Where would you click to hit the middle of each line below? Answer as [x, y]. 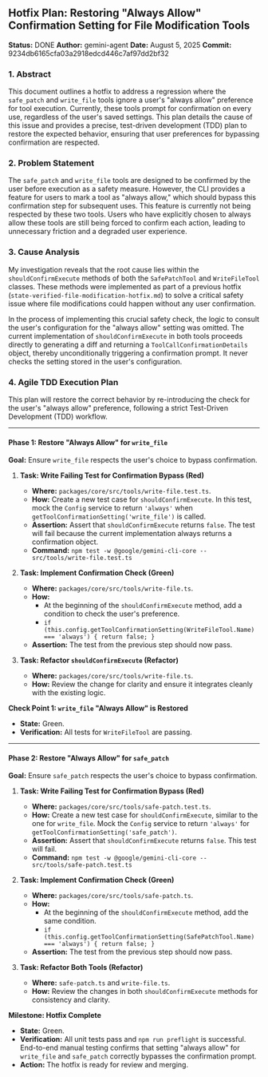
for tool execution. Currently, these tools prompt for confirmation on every [130, 109]
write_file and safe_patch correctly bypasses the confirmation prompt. [138, 1056]
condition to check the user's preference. [112, 614]
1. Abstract [30, 74]
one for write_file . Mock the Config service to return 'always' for [140, 824]
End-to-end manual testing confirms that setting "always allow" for [130, 1048]
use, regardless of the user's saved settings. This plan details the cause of [130, 117]
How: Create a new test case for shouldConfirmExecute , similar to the [145, 815]
